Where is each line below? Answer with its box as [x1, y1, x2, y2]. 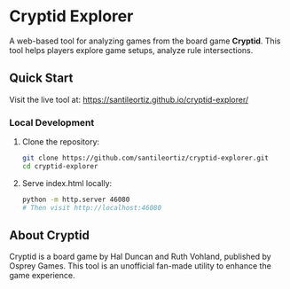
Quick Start [9, 71, 74, 86]
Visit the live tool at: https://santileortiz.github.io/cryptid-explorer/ [9, 94, 249, 105]
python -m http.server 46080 [21, 195, 130, 204]
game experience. [9, 270, 75, 281]
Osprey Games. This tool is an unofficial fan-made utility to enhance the [9, 261, 272, 271]
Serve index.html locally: [21, 177, 113, 188]
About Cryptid [9, 228, 90, 243]
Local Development [9, 116, 95, 129]
